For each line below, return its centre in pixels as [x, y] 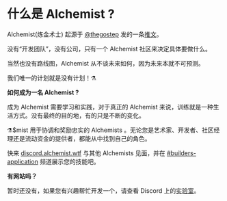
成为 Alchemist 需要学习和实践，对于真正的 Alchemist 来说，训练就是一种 [110, 107]
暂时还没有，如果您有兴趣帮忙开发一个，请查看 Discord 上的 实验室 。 [104, 190]
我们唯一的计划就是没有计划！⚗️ [52, 78]
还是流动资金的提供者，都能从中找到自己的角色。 [82, 138]
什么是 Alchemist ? [61, 14]
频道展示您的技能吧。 [70, 161]
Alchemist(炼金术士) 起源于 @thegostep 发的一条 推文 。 [85, 34]
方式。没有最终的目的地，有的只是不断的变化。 [79, 115]
